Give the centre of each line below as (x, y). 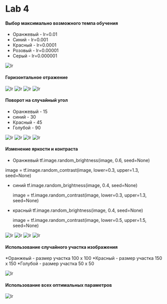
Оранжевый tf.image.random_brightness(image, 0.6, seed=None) (81, 160)
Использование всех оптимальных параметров (59, 285)
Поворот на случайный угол (37, 100)
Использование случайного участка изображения (61, 247)
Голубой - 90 (27, 128)
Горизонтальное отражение (37, 77)
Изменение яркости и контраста (42, 149)
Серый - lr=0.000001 (35, 56)
